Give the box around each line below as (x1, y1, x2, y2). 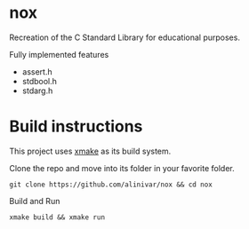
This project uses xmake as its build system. (9, 146, 172, 156)
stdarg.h (21, 85, 53, 96)
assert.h (21, 66, 52, 77)
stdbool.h (21, 75, 58, 86)
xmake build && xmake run (9, 212, 105, 222)
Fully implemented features (9, 49, 109, 59)
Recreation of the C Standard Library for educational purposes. (9, 32, 240, 43)
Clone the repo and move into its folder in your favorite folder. (9, 162, 236, 173)
